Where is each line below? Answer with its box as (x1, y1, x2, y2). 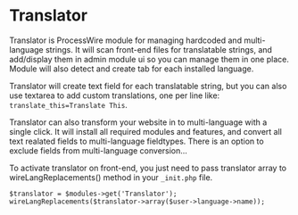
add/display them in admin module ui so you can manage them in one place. (9, 54, 290, 64)
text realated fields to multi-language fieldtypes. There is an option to (9, 136, 265, 146)
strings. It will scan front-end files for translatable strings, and (45, 44, 272, 54)
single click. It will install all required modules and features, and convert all (9, 126, 283, 136)
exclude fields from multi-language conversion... (9, 145, 187, 156)
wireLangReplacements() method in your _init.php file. (9, 171, 213, 183)
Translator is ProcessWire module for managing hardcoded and (9, 35, 243, 45)
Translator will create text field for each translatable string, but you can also (9, 80, 287, 91)
